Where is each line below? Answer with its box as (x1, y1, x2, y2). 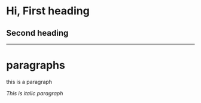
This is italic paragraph (6, 89, 63, 96)
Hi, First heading (6, 4, 90, 18)
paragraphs (6, 58, 66, 72)
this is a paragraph (6, 78, 53, 85)
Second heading (6, 28, 69, 38)
